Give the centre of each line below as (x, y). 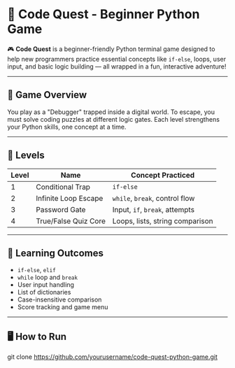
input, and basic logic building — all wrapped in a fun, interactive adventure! (117, 66)
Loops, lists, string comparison (163, 221)
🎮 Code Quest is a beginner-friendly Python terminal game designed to (111, 49)
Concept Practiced (163, 175)
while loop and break (48, 277)
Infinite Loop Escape (70, 198)
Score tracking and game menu (63, 307)
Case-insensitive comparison (59, 299)
